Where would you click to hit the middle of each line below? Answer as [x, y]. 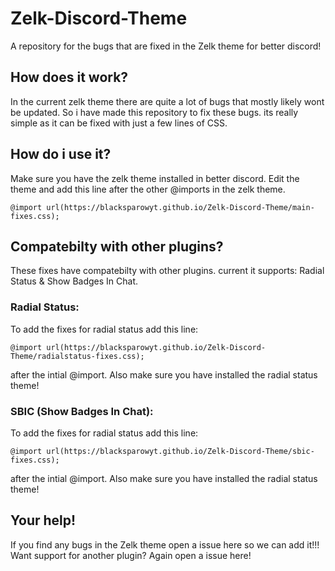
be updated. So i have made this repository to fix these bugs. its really [154, 112]
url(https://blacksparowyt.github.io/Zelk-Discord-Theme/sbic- [180, 451]
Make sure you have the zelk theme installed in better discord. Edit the [155, 178]
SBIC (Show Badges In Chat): [82, 411]
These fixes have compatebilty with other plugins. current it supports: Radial [167, 271]
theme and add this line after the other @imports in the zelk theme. [148, 189]
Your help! [43, 520]
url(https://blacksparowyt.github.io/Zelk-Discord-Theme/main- [180, 207]
